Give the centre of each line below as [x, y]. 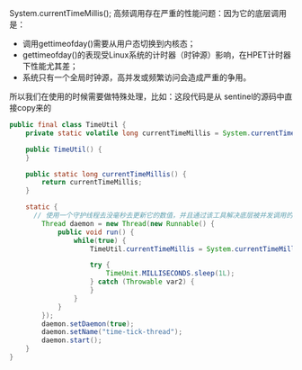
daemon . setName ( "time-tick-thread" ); [112, 332]
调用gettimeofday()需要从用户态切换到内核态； [109, 44]
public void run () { [96, 232]
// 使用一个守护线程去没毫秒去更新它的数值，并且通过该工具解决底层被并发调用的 [163, 215]
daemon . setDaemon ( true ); [88, 324]
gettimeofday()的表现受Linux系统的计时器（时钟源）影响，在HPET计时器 [157, 55]
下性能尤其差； [50, 66]
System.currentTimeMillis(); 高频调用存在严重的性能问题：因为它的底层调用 [148, 13]
